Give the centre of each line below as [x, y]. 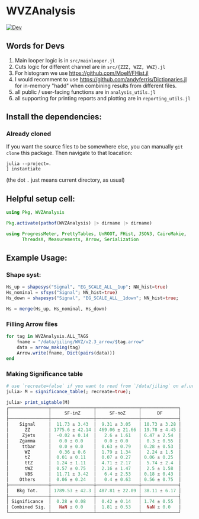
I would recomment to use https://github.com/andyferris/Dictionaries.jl [101, 79]
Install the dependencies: [54, 117]
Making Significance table [45, 374]
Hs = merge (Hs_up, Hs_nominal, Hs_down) [57, 309]
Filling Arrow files [32, 324]
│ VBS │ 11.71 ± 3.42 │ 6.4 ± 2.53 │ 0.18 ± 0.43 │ [94, 474]
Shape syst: [24, 275]
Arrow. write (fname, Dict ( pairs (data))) [66, 353]
